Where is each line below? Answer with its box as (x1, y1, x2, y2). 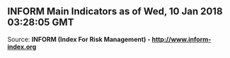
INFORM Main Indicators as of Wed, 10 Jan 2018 (7, 6, 223, 17)
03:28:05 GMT (7, 17, 74, 29)
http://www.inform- (151, 35, 212, 43)
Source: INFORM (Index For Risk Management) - (7, 35, 151, 43)
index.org (7, 42, 37, 51)
